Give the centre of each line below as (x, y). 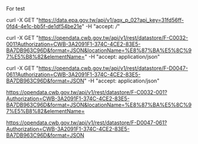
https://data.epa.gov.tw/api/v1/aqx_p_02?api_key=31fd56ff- (111, 20)
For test (15, 9)
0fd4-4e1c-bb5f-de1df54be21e (44, 26)
